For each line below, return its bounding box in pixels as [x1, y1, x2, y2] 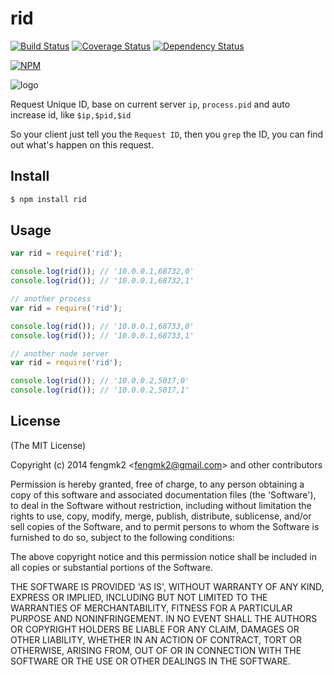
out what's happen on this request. [10, 138, 154, 151]
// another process [10, 294, 92, 304]
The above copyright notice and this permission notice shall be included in [10, 550, 317, 562]
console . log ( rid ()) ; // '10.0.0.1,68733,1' [10, 330, 195, 341]
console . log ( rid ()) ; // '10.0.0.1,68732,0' [10, 267, 195, 277]
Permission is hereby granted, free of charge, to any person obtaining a [10, 478, 305, 490]
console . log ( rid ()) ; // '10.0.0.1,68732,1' [10, 276, 195, 286]
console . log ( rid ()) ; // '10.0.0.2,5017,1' [10, 385, 190, 396]
